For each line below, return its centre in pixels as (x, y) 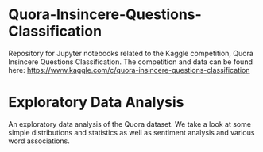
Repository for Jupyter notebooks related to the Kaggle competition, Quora (131, 53)
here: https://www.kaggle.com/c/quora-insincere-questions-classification (129, 70)
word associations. (39, 141)
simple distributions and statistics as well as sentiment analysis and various (131, 132)
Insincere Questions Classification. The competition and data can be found (130, 62)
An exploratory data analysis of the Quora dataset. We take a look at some (130, 123)
